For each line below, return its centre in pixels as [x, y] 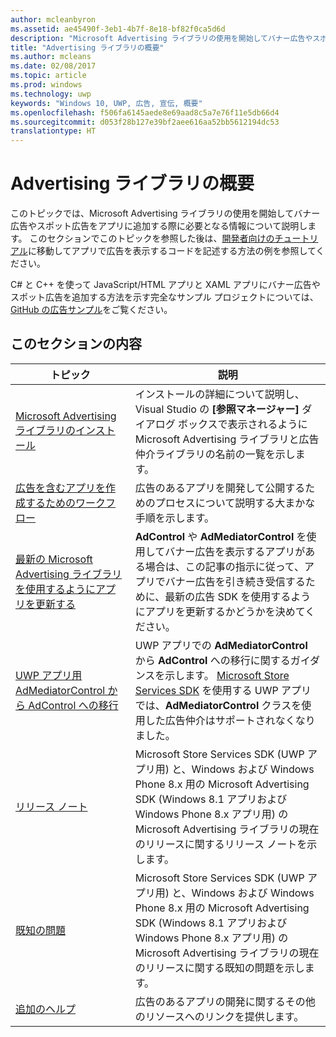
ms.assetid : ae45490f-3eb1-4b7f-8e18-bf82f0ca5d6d [118, 29]
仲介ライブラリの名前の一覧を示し [215, 454]
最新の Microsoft [54, 559]
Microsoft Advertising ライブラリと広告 [227, 439]
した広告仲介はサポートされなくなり [230, 720]
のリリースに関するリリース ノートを [221, 844]
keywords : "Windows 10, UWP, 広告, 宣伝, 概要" [106, 103]
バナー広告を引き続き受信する [235, 581]
